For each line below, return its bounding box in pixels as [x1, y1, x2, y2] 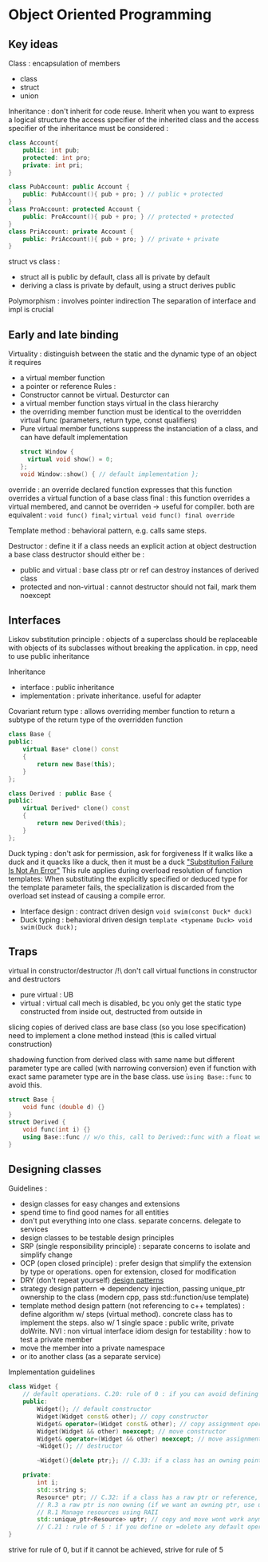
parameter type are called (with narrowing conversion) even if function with [8, 1064, 257, 1073]
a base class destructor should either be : [8, 549, 145, 559]
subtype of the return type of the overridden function [8, 715, 183, 724]
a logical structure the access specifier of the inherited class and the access [8, 115, 259, 125]
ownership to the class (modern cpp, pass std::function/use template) [19, 1292, 250, 1302]
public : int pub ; [22, 146, 81, 154]
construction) [8, 1040, 53, 1049]
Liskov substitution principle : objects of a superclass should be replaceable [8, 635, 258, 644]
